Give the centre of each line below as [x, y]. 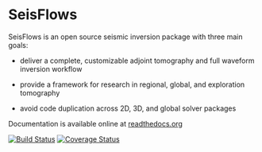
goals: [18, 45]
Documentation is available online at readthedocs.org [95, 123]
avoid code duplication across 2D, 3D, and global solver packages [128, 108]
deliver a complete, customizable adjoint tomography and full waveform [137, 60]
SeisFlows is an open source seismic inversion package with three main [126, 37]
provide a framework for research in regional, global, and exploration [132, 84]
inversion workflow [51, 68]
